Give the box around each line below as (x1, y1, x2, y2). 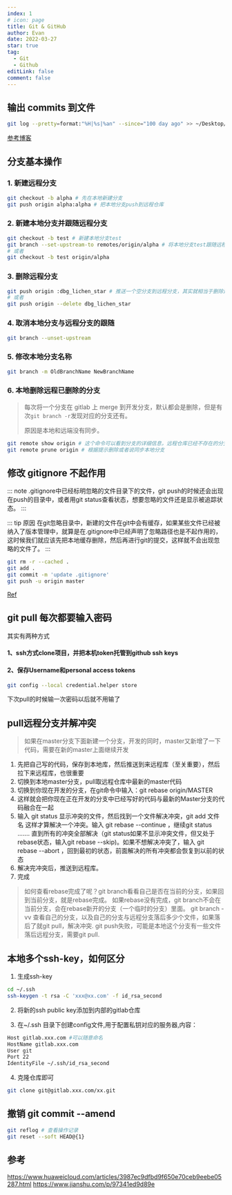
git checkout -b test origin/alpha (7, 254, 110, 261)
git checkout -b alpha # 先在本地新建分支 (7, 194, 123, 201)
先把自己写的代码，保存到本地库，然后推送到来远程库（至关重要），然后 (17, 760, 220, 769)
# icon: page (7, 17, 45, 23)
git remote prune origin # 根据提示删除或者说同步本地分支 (7, 446, 165, 453)
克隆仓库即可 (17, 1073, 54, 1082)
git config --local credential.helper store (7, 681, 137, 688)
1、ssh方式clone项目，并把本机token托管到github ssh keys (7, 649, 178, 657)
